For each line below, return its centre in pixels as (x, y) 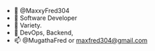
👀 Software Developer (45, 18)
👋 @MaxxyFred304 (42, 11)
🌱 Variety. (28, 25)
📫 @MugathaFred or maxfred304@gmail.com (81, 40)
